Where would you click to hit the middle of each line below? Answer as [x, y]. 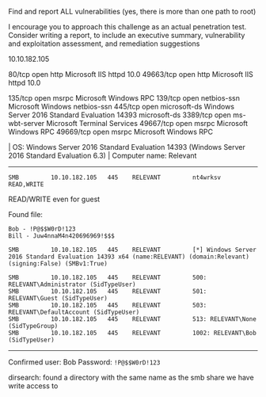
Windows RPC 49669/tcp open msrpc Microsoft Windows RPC [111, 132]
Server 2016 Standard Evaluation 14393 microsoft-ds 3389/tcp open [120, 115]
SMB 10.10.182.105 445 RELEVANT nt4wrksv [115, 178]
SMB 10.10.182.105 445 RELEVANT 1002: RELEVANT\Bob [133, 333]
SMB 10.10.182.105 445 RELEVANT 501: [108, 292]
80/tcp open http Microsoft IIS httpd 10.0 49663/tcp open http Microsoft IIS [131, 74]
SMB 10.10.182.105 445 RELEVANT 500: [108, 277]
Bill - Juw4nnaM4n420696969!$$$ [61, 236]
